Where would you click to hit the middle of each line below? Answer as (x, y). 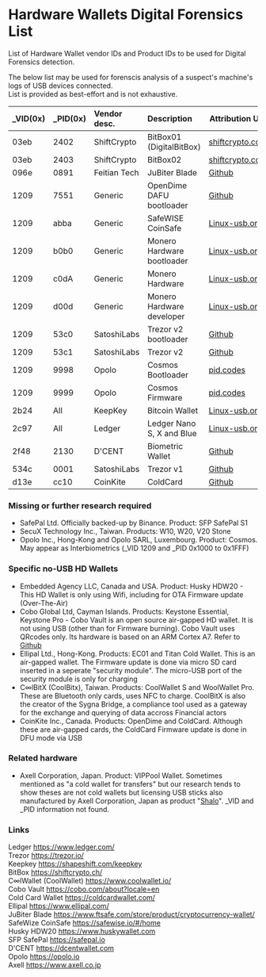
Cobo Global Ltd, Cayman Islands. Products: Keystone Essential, (124, 611)
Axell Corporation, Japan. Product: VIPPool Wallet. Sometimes (121, 776)
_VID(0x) (29, 118)
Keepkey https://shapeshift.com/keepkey (75, 864)
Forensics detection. (42, 62)
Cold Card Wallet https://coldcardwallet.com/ (82, 898)
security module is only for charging (79, 679)
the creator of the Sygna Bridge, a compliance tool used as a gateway (133, 704)
